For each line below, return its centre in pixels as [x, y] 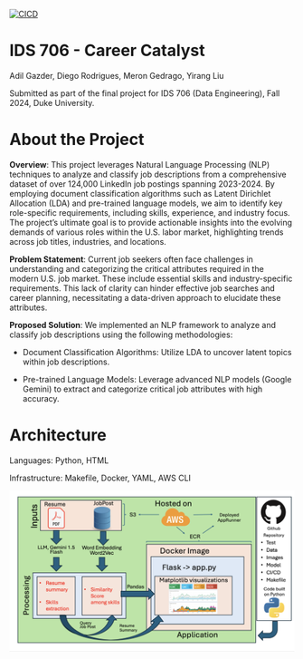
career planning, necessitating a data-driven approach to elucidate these [145, 297]
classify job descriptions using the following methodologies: [121, 334]
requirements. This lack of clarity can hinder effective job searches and [142, 288]
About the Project [77, 140]
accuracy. [41, 398]
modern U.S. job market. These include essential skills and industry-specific [151, 278]
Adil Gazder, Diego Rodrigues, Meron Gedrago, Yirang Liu [117, 75]
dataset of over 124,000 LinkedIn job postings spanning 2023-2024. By [142, 184]
